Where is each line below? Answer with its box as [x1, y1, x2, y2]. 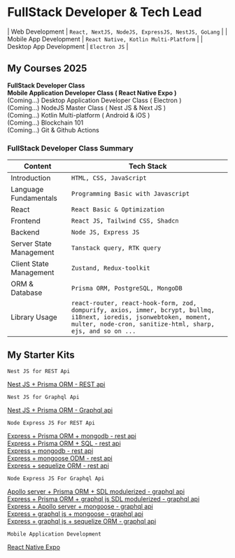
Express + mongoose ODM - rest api [7, 454, 113, 462]
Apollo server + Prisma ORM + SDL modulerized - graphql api [7, 487, 185, 496]
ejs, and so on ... [71, 327, 136, 335]
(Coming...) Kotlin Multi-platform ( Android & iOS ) [7, 111, 150, 119]
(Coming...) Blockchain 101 [7, 118, 84, 127]
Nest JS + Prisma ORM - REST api [7, 379, 106, 389]
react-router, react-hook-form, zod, [71, 299, 197, 307]
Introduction [10, 173, 51, 183]
